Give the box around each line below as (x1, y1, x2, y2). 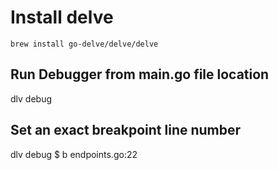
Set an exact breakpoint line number (10, 122, 242, 139)
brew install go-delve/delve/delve (10, 39, 159, 49)
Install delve (10, 6, 114, 29)
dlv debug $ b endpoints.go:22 (10, 148, 138, 160)
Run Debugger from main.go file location (10, 66, 270, 83)
